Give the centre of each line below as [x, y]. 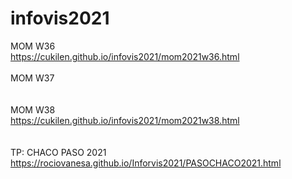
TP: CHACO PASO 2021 [58, 152]
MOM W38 [33, 109]
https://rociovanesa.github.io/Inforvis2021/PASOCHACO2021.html [146, 163]
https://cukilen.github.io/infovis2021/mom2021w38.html [125, 120]
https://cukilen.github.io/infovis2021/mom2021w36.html [125, 56]
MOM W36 [33, 46]
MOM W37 [32, 78]
